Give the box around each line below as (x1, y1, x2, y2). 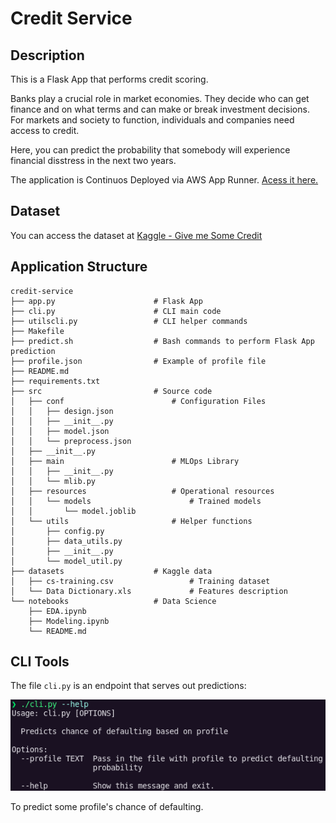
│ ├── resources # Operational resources (10, 486, 275, 496)
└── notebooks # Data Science (10, 596, 217, 606)
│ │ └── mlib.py (10, 476, 97, 486)
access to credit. (10, 125, 80, 136)
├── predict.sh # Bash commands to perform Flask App (10, 336, 315, 346)
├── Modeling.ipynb (28, 616, 110, 626)
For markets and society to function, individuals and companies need (10, 114, 295, 126)
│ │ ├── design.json (10, 406, 114, 416)
